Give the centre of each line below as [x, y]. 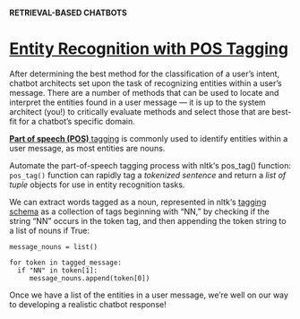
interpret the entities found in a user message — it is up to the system [137, 102]
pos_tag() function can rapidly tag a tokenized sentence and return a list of [148, 175]
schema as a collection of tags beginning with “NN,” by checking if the [140, 211]
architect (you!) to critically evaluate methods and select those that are [140, 111]
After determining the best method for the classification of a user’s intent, [145, 73]
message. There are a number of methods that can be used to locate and [144, 92]
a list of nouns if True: [50, 230]
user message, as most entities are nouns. [87, 148]
